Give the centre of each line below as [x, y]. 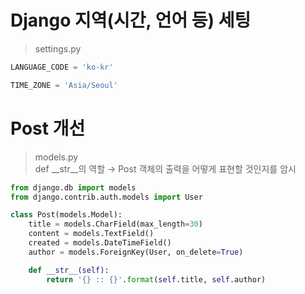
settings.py [58, 48]
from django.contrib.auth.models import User [106, 197]
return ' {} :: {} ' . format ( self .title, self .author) [156, 279]
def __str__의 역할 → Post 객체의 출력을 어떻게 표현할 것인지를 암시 [165, 168]
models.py [56, 157]
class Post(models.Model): [66, 215]
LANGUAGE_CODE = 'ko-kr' [62, 67]
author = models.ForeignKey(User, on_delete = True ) [136, 252]
